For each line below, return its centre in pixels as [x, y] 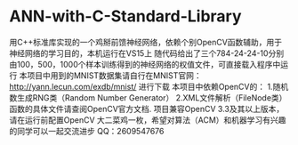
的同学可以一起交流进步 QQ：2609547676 [87, 131]
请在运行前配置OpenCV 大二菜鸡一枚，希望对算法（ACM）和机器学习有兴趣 [148, 120]
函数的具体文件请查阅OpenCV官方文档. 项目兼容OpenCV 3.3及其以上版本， [147, 109]
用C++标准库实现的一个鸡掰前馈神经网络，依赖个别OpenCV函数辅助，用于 [146, 42]
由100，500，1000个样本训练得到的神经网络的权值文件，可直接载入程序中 [145, 64]
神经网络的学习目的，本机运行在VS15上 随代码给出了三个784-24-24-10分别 [147, 53]
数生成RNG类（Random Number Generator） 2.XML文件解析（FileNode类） [148, 97]
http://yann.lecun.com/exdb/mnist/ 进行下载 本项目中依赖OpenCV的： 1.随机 [149, 86]
